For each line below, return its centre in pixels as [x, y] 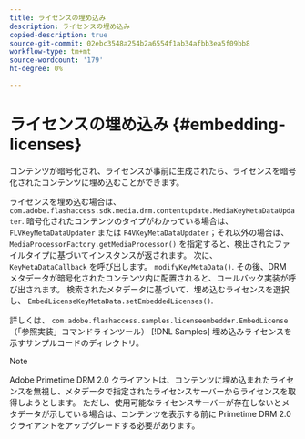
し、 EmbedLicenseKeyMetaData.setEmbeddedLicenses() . [112, 301]
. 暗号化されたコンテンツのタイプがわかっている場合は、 [127, 220]
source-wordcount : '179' [56, 60]
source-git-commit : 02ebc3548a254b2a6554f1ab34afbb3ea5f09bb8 [130, 43]
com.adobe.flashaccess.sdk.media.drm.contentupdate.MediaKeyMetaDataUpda [152, 210]
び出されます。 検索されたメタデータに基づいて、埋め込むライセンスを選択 [149, 289]
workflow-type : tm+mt [51, 52]
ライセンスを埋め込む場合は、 [65, 201]
